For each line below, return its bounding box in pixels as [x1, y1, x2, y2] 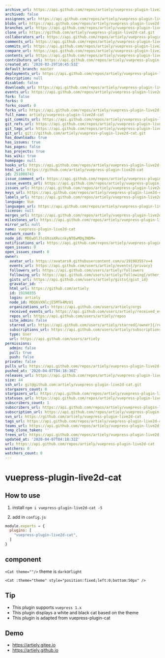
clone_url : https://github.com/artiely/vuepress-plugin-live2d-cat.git [5, 30, 155, 35]
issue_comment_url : [5, 177, 45, 181]
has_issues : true [5, 140, 41, 145]
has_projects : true [5, 149, 45, 154]
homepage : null [5, 158, 36, 163]
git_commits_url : [5, 117, 41, 122]
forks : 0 [5, 99, 23, 104]
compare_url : [5, 48, 32, 53]
